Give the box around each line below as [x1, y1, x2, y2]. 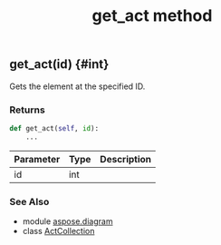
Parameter [14, 152, 61, 165]
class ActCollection [22, 225, 95, 236]
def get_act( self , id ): [9, 123, 100, 132]
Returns [9, 103, 45, 116]
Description [99, 152, 152, 165]
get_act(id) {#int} [9, 56, 110, 73]
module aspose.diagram [22, 215, 113, 227]
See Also [9, 195, 50, 208]
